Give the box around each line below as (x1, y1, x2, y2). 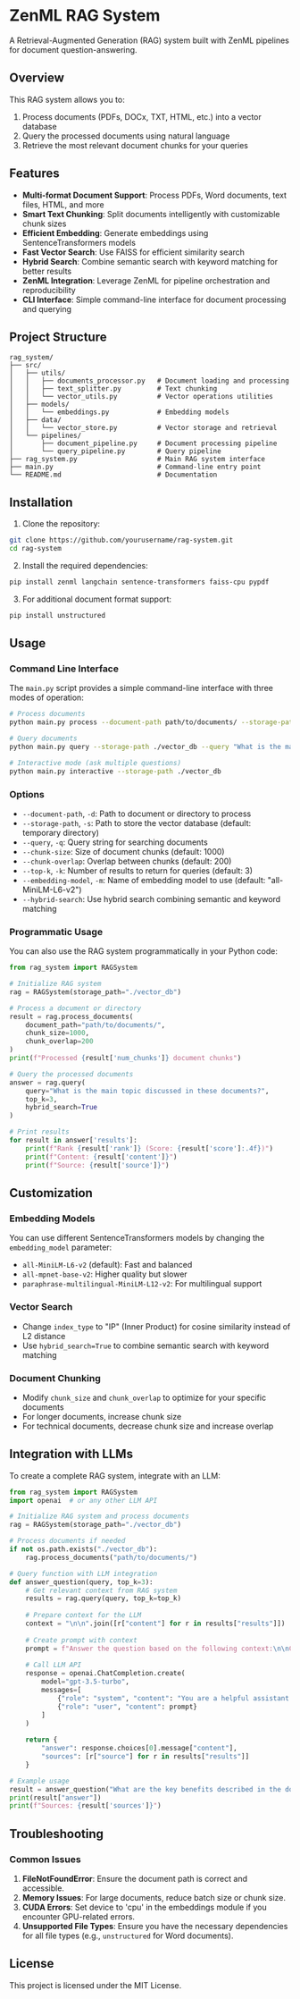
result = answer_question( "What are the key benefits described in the (9, 1784, 281, 1793)
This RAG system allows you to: (9, 94, 125, 105)
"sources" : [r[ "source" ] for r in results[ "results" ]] (41, 1752, 250, 1761)
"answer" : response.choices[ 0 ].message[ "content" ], (41, 1744, 238, 1753)
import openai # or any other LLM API (9, 1496, 158, 1505)
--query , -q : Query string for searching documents (21, 837, 208, 848)
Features (9, 166, 60, 181)
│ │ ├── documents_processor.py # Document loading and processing (9, 376, 290, 385)
